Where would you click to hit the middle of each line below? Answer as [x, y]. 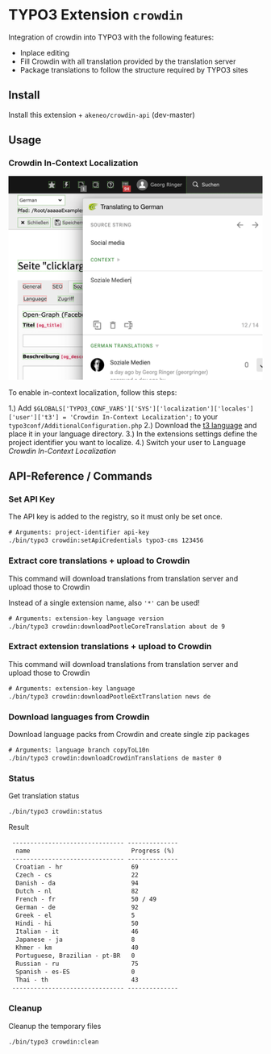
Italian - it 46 [77, 932]
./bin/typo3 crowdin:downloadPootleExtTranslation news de [110, 696]
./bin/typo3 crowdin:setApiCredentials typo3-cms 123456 [106, 541]
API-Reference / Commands [81, 476]
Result [19, 827]
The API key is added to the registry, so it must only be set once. [116, 517]
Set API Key [32, 499]
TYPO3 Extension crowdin [96, 15]
